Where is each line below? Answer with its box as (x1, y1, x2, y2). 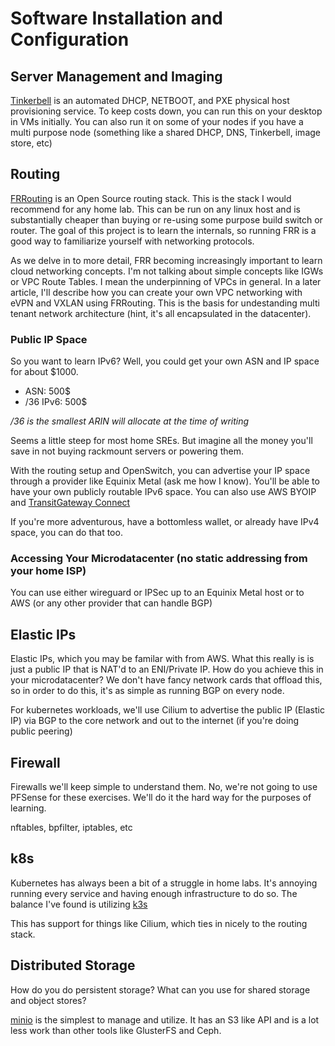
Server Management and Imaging (10, 68, 223, 85)
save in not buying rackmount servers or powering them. (10, 445, 244, 457)
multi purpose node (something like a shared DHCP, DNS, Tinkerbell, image (10, 127, 321, 138)
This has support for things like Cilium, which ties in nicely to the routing (10, 917, 308, 929)
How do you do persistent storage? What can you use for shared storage (10, 983, 311, 996)
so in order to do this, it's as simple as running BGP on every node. (10, 685, 285, 697)
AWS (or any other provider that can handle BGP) (10, 597, 213, 609)
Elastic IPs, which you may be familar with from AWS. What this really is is (10, 653, 315, 665)
